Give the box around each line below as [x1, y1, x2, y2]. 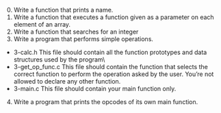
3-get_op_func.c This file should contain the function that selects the [13, 63, 209, 71]
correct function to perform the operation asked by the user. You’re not [13, 70, 214, 78]
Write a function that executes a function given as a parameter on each [13, 13, 214, 21]
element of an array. [13, 21, 70, 28]
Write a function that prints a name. [13, 6, 114, 14]
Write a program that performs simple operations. [13, 35, 154, 43]
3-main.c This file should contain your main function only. [13, 85, 177, 92]
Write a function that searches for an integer [13, 27, 139, 36]
